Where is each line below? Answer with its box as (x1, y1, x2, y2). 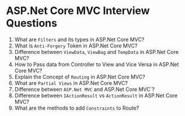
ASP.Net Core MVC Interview (6, 4, 150, 18)
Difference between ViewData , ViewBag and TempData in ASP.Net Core (14, 48, 179, 55)
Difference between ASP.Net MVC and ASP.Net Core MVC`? (14, 86, 155, 93)
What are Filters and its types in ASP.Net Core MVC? (14, 36, 145, 43)
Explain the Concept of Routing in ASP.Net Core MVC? (14, 73, 145, 80)
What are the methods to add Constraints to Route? (14, 104, 139, 111)
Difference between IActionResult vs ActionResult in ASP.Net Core (14, 92, 178, 99)
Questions (6, 16, 57, 30)
